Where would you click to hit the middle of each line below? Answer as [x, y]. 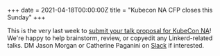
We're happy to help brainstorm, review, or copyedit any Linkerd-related [110, 38]
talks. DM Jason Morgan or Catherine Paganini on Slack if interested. [106, 45]
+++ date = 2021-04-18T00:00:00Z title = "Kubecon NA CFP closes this [110, 10]
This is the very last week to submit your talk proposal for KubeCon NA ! [109, 31]
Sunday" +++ [26, 17]
